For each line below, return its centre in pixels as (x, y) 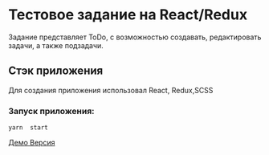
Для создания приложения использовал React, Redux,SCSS (111, 90)
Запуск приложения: (51, 111)
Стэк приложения (56, 71)
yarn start (28, 128)
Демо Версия (32, 143)
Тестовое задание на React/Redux (128, 15)
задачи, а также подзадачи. (56, 45)
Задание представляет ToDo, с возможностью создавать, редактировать (135, 37)
